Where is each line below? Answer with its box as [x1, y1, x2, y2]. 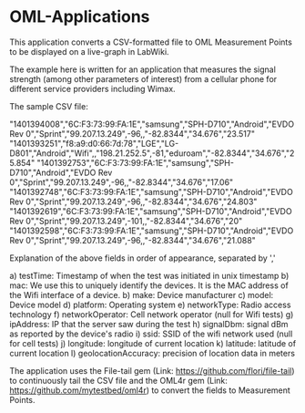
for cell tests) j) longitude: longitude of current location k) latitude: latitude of [9, 337, 297, 348]
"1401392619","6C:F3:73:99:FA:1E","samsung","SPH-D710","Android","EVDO [9, 205, 293, 216]
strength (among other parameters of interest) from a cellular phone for [9, 73, 278, 84]
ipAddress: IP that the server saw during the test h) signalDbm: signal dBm [9, 318, 289, 329]
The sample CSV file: [9, 100, 88, 111]
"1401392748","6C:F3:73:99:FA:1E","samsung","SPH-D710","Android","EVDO [9, 186, 293, 197]
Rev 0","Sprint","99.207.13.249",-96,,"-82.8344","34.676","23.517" [9, 128, 255, 139]
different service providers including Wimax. [9, 83, 176, 94]
